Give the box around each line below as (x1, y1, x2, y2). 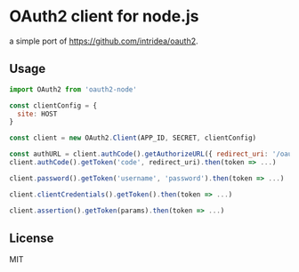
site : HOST (17, 109, 58, 118)
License (9, 230, 54, 245)
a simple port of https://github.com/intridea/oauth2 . (9, 36, 198, 46)
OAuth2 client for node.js (9, 6, 199, 27)
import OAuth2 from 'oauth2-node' (9, 84, 138, 94)
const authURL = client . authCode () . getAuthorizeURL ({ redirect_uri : (9, 149, 269, 159)
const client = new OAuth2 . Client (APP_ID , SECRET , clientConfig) (9, 133, 256, 143)
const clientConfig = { (9, 100, 98, 110)
